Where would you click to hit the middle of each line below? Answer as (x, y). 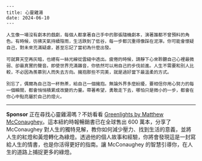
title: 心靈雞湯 (25, 13)
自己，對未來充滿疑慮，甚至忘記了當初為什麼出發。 (60, 48)
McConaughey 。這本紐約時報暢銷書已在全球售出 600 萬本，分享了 (89, 122)
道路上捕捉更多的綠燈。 (46, 152)
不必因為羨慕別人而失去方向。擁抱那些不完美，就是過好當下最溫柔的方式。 (93, 72)
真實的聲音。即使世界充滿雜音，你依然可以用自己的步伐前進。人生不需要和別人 (107, 66)
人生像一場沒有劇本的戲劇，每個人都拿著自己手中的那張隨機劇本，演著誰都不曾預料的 (96, 35)
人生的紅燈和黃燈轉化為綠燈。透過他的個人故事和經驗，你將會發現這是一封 (98, 137)
